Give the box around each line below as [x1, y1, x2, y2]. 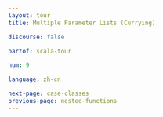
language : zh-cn [8, 75, 61, 83]
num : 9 [8, 61, 30, 69]
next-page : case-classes [8, 90, 89, 98]
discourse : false [8, 33, 65, 41]
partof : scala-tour [8, 47, 72, 55]
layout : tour [8, 11, 51, 20]
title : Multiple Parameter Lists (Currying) [8, 19, 156, 27]
